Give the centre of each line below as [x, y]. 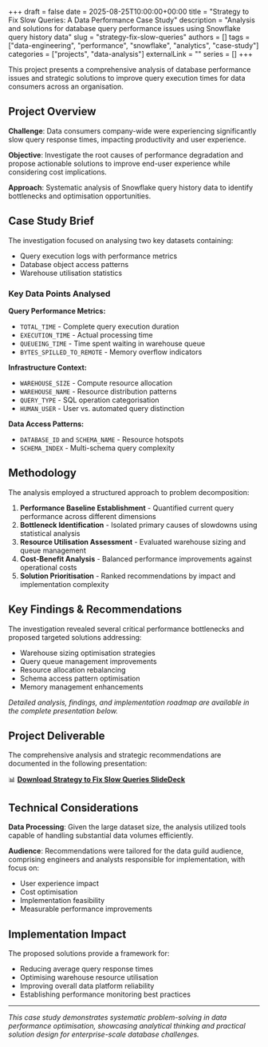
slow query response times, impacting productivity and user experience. [127, 139]
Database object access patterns [74, 264]
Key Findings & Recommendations [95, 610]
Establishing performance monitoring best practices [105, 994]
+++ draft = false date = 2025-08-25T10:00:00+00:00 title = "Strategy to [129, 12]
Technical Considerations [73, 807]
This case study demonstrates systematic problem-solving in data [118, 1017]
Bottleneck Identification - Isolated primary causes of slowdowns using [138, 525]
